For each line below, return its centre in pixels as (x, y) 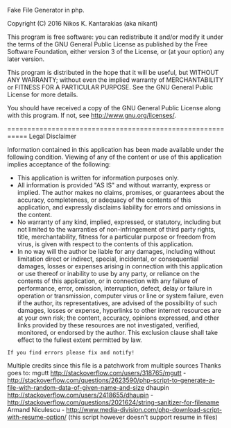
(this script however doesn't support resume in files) (143, 417)
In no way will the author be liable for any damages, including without (116, 251)
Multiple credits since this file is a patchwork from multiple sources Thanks (114, 366)
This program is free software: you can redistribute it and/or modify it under (115, 37)
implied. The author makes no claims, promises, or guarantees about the (121, 192)
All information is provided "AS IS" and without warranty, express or (114, 185)
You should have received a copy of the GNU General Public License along (114, 108)
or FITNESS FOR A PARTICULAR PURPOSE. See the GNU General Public (110, 87)
